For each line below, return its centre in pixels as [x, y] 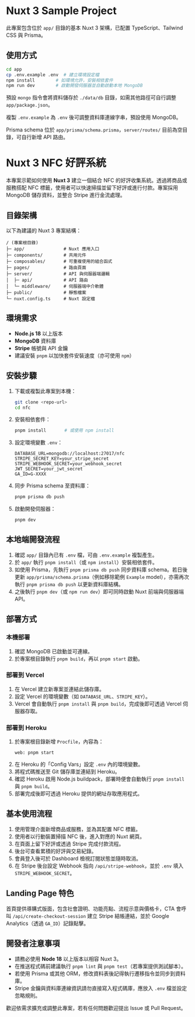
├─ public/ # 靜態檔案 [46, 293]
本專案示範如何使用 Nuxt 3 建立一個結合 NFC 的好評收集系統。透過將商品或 [97, 181]
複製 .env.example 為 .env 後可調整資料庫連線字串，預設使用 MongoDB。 [94, 117]
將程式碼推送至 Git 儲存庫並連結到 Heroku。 [67, 772]
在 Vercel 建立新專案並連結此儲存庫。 [60, 689]
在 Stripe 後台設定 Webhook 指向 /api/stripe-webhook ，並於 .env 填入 [99, 866]
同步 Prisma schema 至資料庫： [52, 486]
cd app [14, 69]
